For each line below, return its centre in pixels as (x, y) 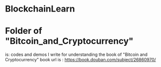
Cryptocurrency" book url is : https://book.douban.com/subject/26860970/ (80, 60)
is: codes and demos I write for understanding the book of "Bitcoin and (76, 54)
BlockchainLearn (40, 9)
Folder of (24, 31)
